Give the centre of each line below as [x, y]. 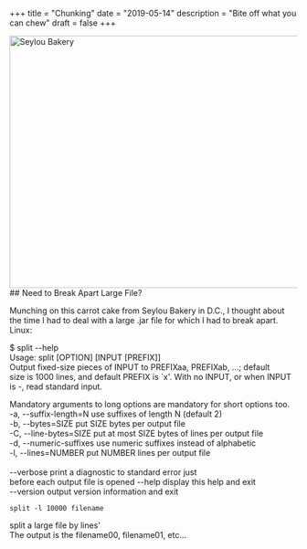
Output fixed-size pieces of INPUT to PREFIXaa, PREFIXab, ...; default [140, 367]
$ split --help [34, 348]
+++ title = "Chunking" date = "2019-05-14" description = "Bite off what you [153, 13]
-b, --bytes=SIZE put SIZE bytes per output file [97, 423]
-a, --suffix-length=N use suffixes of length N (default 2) [116, 414]
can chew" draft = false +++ [63, 23]
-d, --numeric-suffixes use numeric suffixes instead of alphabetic [133, 443]
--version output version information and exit [94, 491]
